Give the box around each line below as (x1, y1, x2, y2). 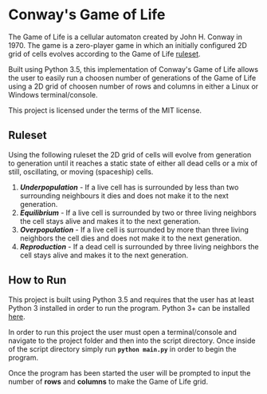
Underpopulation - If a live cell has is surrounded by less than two (19, 182, 239, 192)
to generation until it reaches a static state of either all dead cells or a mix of (8, 158, 258, 168)
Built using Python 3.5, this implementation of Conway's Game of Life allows (8, 64, 259, 74)
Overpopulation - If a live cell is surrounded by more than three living (19, 225, 249, 234)
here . (8, 312, 26, 321)
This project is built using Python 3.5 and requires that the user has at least (8, 294, 255, 304)
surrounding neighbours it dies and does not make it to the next (19, 190, 229, 201)
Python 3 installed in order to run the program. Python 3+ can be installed (8, 303, 250, 312)
